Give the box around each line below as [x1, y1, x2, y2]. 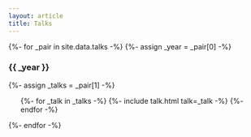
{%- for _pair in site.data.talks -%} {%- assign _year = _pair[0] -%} [8, 41, 232, 51]
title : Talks [8, 19, 53, 28]
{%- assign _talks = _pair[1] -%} [8, 80, 115, 90]
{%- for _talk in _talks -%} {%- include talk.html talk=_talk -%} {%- [19, 96, 244, 105]
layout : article [8, 11, 63, 20]
